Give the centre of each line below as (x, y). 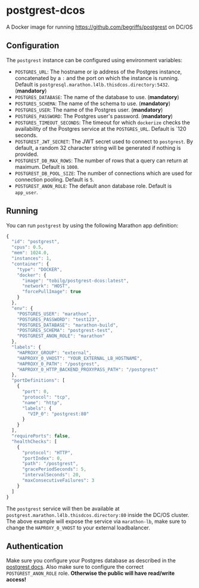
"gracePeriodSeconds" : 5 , (54, 469)
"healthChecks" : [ (35, 441)
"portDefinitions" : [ (38, 381)
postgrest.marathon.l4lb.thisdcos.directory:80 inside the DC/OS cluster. (98, 515)
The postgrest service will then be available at (63, 509)
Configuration (33, 46)
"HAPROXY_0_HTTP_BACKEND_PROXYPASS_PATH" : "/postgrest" (88, 370)
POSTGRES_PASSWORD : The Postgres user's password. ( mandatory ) (94, 116)
